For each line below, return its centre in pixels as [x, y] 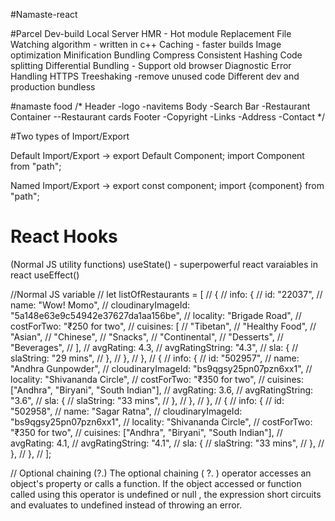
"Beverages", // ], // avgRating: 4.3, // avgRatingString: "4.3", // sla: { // [154, 347]
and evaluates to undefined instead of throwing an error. [126, 505]
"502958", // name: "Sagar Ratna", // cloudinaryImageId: [126, 411]
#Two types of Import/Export [70, 136]
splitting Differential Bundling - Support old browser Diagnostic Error [151, 65]
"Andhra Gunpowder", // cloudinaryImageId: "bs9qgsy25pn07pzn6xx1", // [161, 368]
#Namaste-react [44, 14]
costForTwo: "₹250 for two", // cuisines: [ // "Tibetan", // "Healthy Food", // [163, 326]
